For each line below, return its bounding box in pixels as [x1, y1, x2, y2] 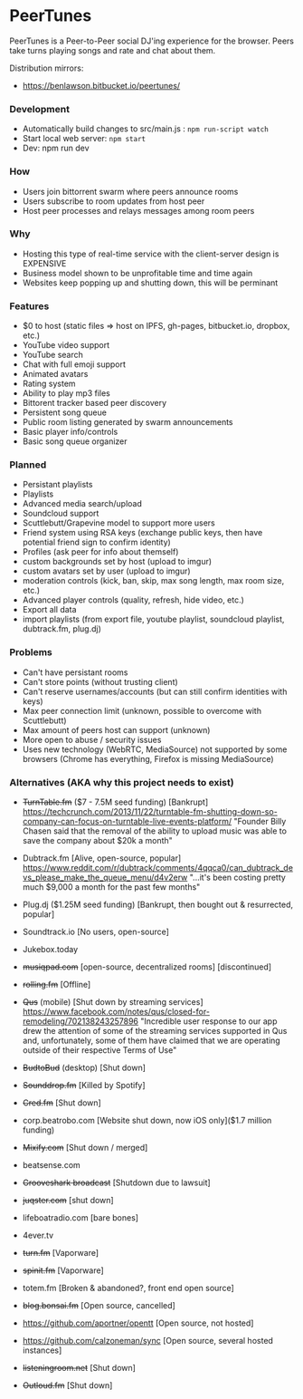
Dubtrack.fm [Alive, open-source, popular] [22, 853, 182, 864]
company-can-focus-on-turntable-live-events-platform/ [22, 816, 232, 827]
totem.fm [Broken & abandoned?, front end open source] [22, 1283, 235, 1294]
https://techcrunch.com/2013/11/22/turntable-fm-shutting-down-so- [22, 806, 278, 817]
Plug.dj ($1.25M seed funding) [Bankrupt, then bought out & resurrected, [22, 899, 294, 911]
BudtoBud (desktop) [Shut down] [22, 1062, 147, 1074]
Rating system [22, 378, 76, 390]
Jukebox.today [22, 944, 79, 955]
